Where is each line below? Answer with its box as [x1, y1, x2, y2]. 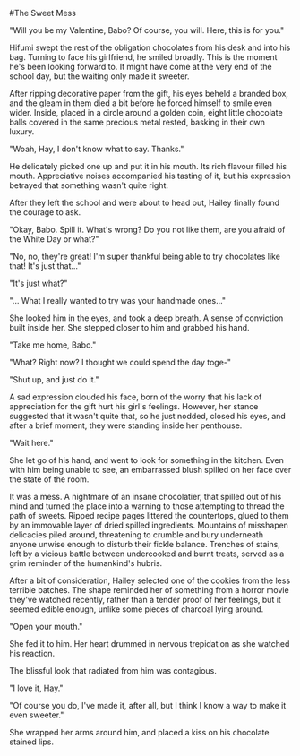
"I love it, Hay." [9, 683, 64, 693]
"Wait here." [9, 438, 54, 448]
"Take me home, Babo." [9, 339, 97, 350]
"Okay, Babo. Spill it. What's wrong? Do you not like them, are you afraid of [9, 224, 286, 235]
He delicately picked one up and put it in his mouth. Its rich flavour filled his [9, 161, 287, 171]
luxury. [9, 126, 35, 137]
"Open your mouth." [9, 622, 83, 631]
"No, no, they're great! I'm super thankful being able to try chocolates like [9, 251, 280, 262]
